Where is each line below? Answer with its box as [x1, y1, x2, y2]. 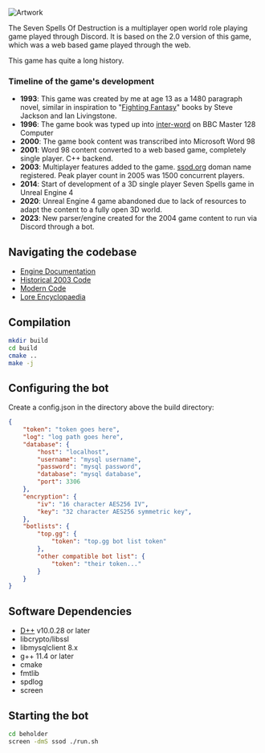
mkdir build [8, 336, 48, 344]
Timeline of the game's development [8, 75, 155, 87]
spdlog [19, 677, 43, 686]
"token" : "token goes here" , [22, 425, 120, 433]
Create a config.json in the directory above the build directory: [8, 402, 214, 413]
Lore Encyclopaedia [19, 292, 86, 302]
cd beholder [8, 730, 48, 738]
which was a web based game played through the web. [8, 40, 191, 50]
